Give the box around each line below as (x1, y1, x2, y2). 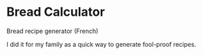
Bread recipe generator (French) (6, 27, 99, 35)
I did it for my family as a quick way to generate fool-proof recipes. (6, 40, 197, 48)
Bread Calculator (6, 4, 105, 20)
